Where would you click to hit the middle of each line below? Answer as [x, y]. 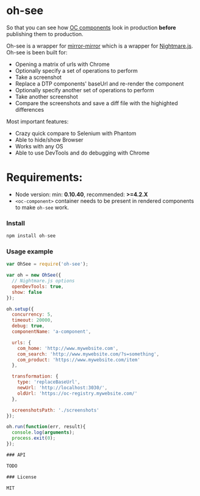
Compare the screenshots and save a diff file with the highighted [96, 103]
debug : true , [28, 326]
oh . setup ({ [20, 309]
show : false [27, 292]
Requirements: [45, 177]
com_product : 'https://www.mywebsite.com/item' [79, 360]
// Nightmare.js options [43, 281]
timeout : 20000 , [32, 320]
